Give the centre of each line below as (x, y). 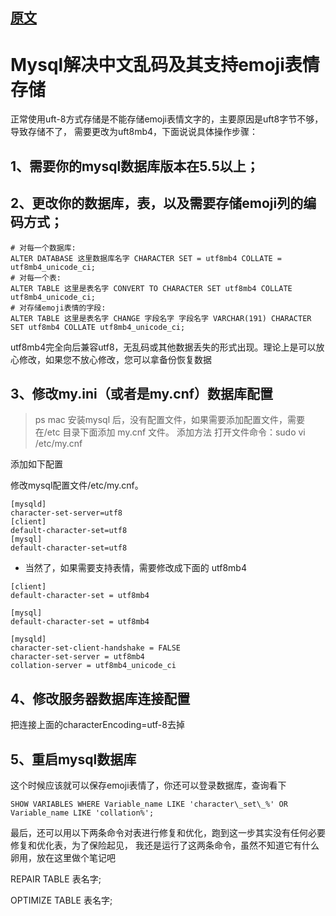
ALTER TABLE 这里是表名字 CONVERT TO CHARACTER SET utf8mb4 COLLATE (151, 288)
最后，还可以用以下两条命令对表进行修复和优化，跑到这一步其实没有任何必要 (168, 832)
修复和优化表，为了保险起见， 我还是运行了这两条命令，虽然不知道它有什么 (165, 845)
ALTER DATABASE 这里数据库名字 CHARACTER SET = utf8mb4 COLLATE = (146, 258)
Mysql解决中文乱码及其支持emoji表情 (165, 64)
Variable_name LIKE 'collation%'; (82, 813)
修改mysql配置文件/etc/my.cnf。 (77, 485)
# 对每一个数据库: (43, 248)
